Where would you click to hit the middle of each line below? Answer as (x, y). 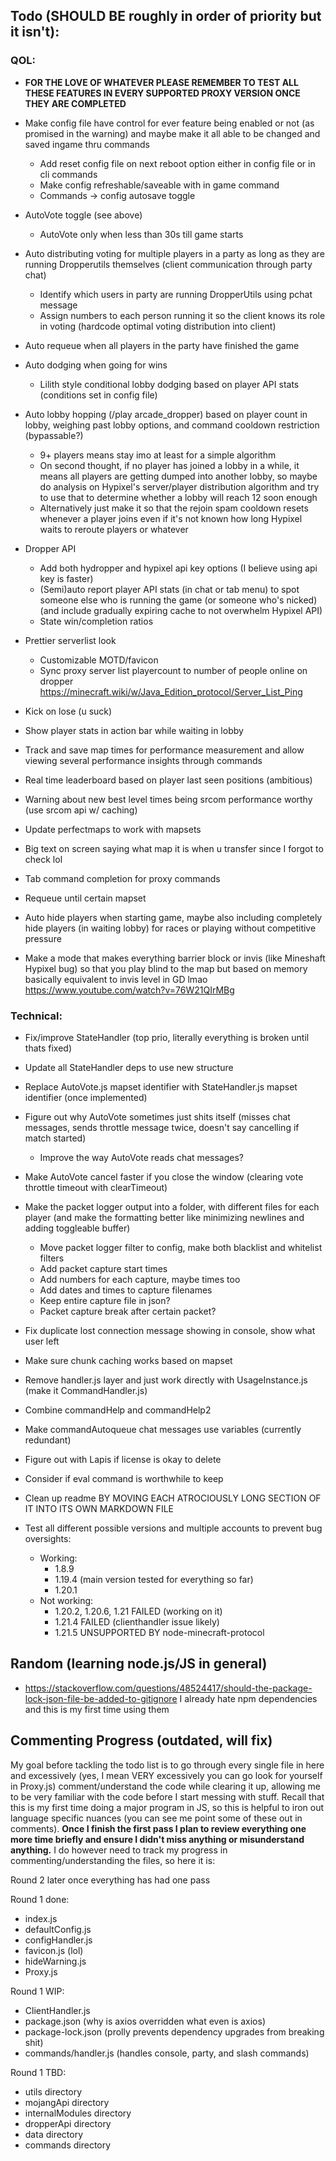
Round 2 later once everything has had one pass (110, 1880)
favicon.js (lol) (54, 1950)
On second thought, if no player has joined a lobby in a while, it (169, 465)
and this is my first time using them (97, 1709)
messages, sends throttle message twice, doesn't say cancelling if (162, 1127)
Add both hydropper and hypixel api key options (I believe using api (178, 568)
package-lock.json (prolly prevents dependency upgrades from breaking (174, 2031)
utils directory (53, 2091)
